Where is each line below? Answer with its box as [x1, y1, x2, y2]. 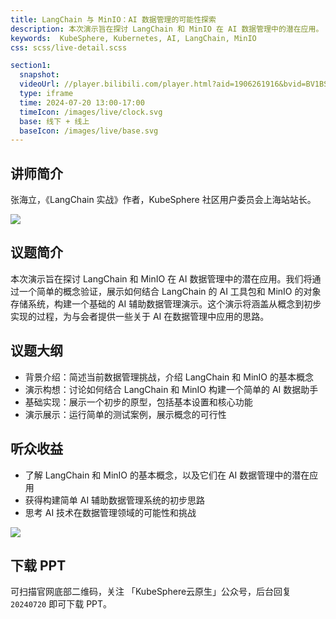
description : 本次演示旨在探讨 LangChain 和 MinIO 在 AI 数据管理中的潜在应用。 [10, 24, 324, 34]
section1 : [10, 61, 52, 71]
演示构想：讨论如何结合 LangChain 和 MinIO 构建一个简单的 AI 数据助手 [24, 383, 319, 395]
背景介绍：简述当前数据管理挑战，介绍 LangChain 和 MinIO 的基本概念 [24, 371, 314, 383]
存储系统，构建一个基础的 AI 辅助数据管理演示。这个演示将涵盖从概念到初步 [10, 297, 322, 310]
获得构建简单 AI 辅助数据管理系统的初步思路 [24, 494, 206, 506]
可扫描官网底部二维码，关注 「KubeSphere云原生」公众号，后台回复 [10, 586, 292, 598]
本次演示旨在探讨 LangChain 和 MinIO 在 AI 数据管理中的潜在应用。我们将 [10, 272, 313, 285]
